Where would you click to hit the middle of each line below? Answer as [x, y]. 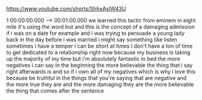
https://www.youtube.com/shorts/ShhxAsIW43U [66, 9]
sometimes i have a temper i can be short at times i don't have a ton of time [99, 46]
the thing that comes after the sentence [55, 91]
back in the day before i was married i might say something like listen [92, 39]
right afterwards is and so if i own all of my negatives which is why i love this [101, 71]
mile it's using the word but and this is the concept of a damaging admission [101, 27]
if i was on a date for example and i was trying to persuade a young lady [96, 33]
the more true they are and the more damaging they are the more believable [100, 84]
